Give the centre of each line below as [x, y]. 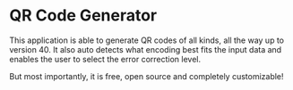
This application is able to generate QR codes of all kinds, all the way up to [147, 40]
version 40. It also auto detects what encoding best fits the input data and [146, 49]
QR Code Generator [83, 16]
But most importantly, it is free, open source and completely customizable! [146, 76]
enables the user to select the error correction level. [105, 59]
